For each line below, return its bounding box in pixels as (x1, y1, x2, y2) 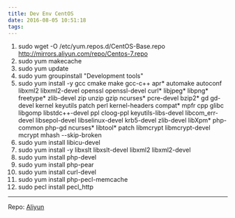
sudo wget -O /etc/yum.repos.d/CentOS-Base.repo (17, 42, 166, 51)
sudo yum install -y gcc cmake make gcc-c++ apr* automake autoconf (17, 79, 222, 88)
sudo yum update (17, 64, 69, 73)
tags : (8, 23, 24, 30)
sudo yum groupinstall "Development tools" (17, 72, 144, 80)
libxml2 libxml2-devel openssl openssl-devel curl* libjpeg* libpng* (17, 86, 209, 95)
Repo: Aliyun (8, 203, 45, 211)
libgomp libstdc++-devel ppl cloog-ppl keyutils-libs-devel (17, 109, 184, 117)
